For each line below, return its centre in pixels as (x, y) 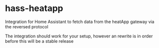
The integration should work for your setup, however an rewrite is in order (79, 36)
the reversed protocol (27, 26)
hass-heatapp (34, 8)
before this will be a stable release (39, 41)
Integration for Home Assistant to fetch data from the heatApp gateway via (80, 22)
